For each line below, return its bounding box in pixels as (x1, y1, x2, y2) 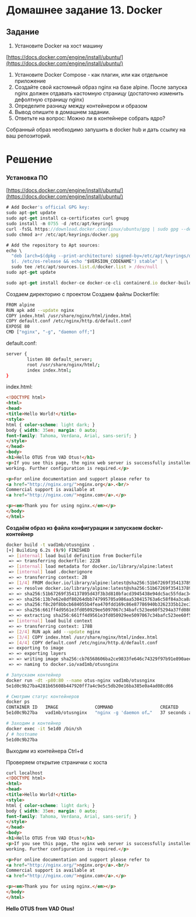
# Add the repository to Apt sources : (6, 242, 100, 248)
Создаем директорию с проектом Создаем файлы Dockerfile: (6, 290, 160, 297)
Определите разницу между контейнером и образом (14, 102, 148, 109)
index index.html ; (27, 367, 72, 373)
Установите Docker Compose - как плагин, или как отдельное (14, 71, 168, 78)
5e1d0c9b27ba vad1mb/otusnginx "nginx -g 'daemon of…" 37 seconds (6, 710, 187, 716)
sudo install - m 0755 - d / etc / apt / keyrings (6, 221, 114, 227)
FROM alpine (6, 302, 35, 308)
